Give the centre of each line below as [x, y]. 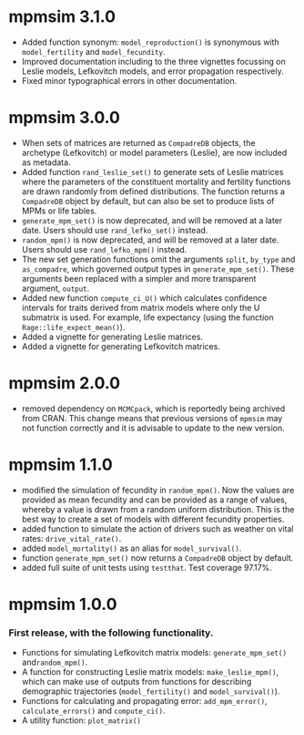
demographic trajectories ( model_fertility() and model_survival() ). [151, 691]
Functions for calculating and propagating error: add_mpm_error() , [144, 701]
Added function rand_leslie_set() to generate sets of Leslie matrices [152, 171]
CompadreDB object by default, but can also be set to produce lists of [148, 201]
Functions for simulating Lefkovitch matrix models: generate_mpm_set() [154, 653]
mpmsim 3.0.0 [64, 118]
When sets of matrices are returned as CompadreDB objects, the [138, 142]
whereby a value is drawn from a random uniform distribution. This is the [158, 509]
